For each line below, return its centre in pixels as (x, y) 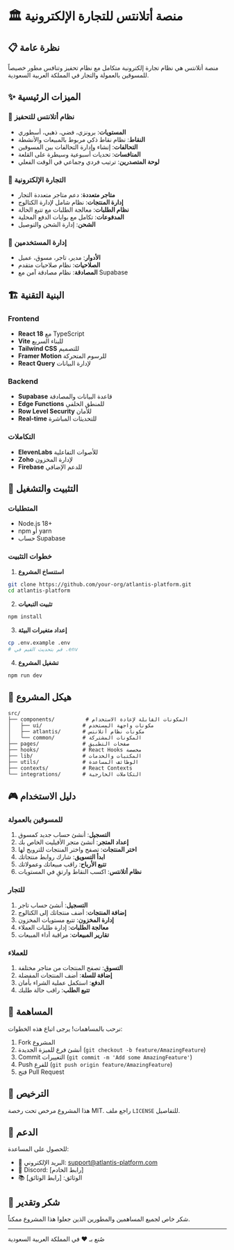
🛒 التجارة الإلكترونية (37, 180)
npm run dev (25, 675)
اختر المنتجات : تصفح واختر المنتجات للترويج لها (77, 850)
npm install (25, 617)
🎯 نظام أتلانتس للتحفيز (41, 117)
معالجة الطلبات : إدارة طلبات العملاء (63, 927)
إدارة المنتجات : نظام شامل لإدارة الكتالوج (70, 202)
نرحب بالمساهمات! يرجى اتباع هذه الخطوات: (65, 1029)
